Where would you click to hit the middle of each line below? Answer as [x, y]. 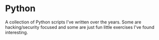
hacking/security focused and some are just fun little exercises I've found [80, 27]
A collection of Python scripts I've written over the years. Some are [73, 22]
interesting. [17, 32]
